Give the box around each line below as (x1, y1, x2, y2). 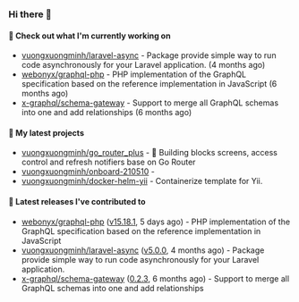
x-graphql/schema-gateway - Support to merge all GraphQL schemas (21, 97, 279, 108)
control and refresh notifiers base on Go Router (21, 156, 196, 168)
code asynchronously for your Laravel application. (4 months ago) (21, 60, 266, 71)
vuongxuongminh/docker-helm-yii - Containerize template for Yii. (21, 176, 263, 187)
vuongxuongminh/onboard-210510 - (21, 166, 156, 177)
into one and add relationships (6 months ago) (21, 107, 192, 118)
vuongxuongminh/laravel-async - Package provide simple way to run (21, 50, 277, 61)
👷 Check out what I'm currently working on (8, 30, 171, 41)
